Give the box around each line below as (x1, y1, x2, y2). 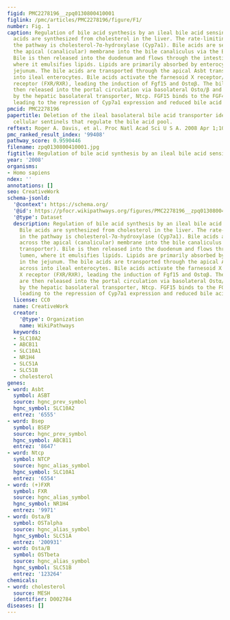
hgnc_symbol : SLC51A (13, 532, 72, 539)
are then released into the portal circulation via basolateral (19, 277, 207, 284)
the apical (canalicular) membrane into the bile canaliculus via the (13, 49, 219, 55)
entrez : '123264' (13, 570, 63, 578)
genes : (7, 380, 26, 386)
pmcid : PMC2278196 (7, 106, 60, 112)
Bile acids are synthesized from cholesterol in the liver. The (19, 227, 207, 234)
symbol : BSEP (13, 424, 51, 431)
